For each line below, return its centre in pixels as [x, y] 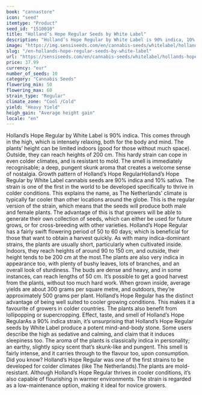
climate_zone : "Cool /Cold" [41, 101]
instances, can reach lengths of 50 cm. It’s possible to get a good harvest [97, 276]
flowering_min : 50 [29, 85]
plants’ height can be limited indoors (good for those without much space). [99, 148]
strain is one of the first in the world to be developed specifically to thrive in [100, 187]
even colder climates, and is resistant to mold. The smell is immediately [94, 161]
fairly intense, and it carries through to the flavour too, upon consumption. [98, 353]
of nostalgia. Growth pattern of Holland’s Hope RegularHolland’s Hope [93, 174]
